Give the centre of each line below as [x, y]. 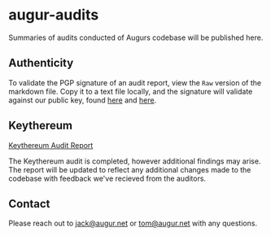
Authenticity [41, 63]
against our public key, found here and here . [83, 100]
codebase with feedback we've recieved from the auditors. [107, 178]
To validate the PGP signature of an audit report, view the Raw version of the [135, 82]
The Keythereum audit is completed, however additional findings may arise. [135, 161]
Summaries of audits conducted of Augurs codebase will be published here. [136, 37]
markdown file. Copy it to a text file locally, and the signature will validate [131, 91]
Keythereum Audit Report [51, 145]
